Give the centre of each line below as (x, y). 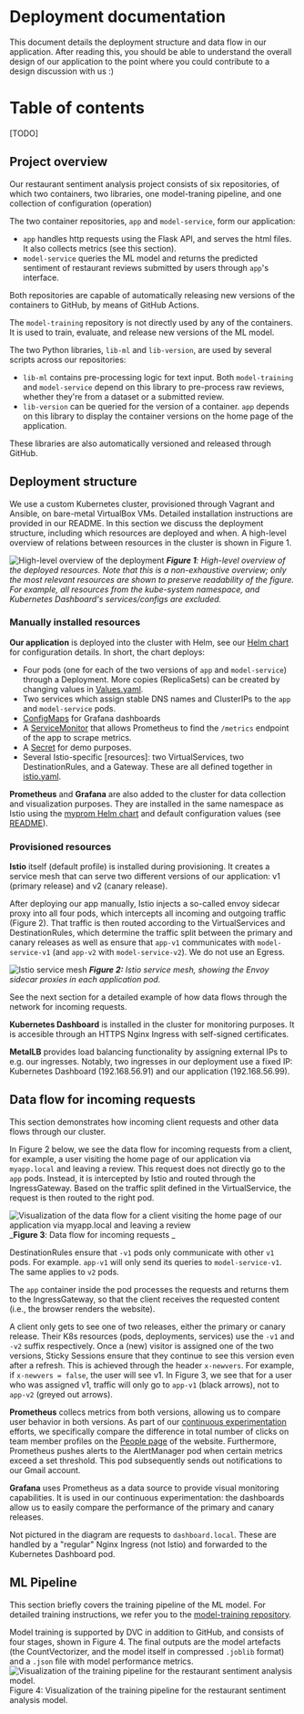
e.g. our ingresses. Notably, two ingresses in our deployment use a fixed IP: (151, 1062)
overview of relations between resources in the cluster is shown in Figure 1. (151, 542)
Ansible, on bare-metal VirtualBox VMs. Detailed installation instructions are (152, 514)
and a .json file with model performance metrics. (101, 1661)
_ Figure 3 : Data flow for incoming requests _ (92, 1234)
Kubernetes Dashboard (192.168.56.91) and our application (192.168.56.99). (150, 1071)
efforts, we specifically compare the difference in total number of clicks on (149, 1431)
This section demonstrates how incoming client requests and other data (144, 1122)
